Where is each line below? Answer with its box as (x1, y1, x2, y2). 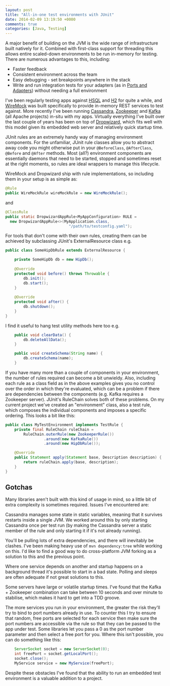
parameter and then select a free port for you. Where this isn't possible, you (5, 631, 163, 637)
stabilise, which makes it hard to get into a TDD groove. (5, 595, 120, 601)
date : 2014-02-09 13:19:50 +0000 (5, 17, 76, 22)
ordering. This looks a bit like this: (5, 412, 76, 418)
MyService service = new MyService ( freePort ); (14, 661, 114, 666)
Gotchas (5, 483, 33, 492)
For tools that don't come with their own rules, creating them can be (5, 233, 147, 239)
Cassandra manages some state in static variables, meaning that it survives (5, 511, 163, 518)
